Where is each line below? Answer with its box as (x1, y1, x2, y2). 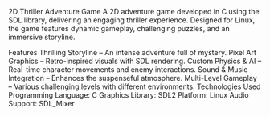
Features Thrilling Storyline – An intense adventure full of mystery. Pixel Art (8, 48, 257, 57)
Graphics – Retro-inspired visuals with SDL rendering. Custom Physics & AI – (8, 56, 262, 66)
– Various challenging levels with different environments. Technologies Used (8, 82, 261, 91)
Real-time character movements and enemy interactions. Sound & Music (8, 65, 248, 74)
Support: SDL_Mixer (8, 99, 75, 108)
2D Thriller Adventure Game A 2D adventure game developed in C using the (8, 7, 260, 16)
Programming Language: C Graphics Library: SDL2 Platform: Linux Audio (8, 90, 249, 99)
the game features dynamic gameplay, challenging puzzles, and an (8, 24, 231, 33)
